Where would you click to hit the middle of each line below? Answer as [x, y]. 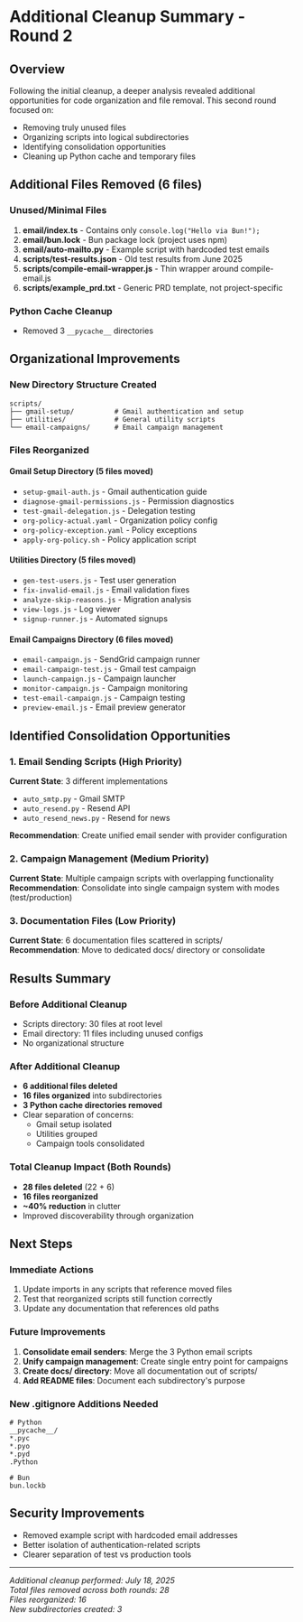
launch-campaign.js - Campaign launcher [99, 678]
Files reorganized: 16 [48, 1599]
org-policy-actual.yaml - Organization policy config [120, 520]
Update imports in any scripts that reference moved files [127, 1290]
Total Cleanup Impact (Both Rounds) [90, 1167]
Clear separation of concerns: [78, 1115]
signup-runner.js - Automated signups [95, 619]
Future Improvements [58, 1332]
